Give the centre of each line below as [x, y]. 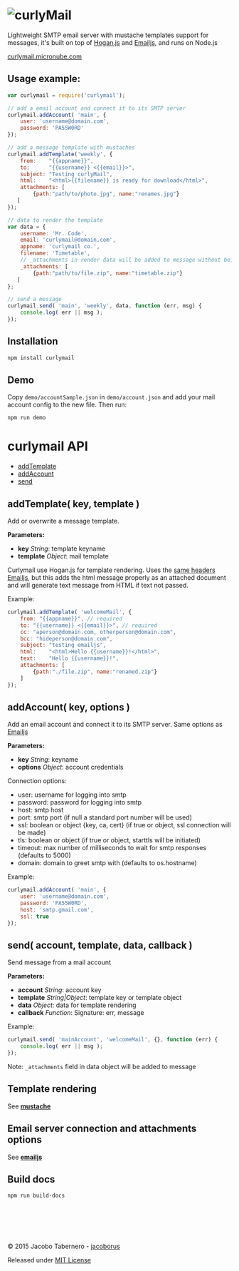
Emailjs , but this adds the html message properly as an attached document [117, 577]
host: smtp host [41, 810]
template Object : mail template [63, 556]
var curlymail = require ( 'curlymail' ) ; [67, 95]
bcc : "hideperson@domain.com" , [67, 638]
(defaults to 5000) [44, 855]
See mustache [29, 1106]
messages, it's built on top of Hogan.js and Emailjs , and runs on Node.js [113, 42]
